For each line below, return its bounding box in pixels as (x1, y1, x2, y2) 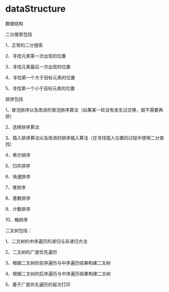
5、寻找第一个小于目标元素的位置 (5, 85, 75, 91)
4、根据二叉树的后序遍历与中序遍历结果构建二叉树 (5, 270, 111, 277)
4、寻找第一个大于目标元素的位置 (5, 74, 75, 80)
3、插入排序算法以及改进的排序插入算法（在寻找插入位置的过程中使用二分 (5, 135, 160, 141)
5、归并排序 (5, 163, 31, 169)
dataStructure (5, 3, 66, 15)
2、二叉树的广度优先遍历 (5, 249, 58, 255)
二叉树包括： (5, 227, 32, 234)
